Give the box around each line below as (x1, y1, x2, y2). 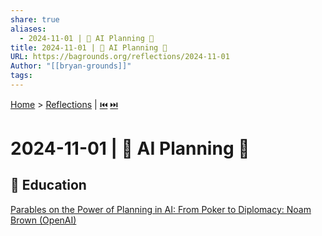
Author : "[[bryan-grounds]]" (10, 61, 132, 71)
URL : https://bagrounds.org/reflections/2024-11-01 (10, 52, 230, 62)
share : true (10, 14, 60, 25)
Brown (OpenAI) (10, 214, 77, 226)
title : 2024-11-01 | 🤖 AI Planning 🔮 (10, 42, 168, 53)
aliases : (10, 24, 47, 34)
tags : (10, 71, 33, 81)
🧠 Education (10, 177, 87, 194)
